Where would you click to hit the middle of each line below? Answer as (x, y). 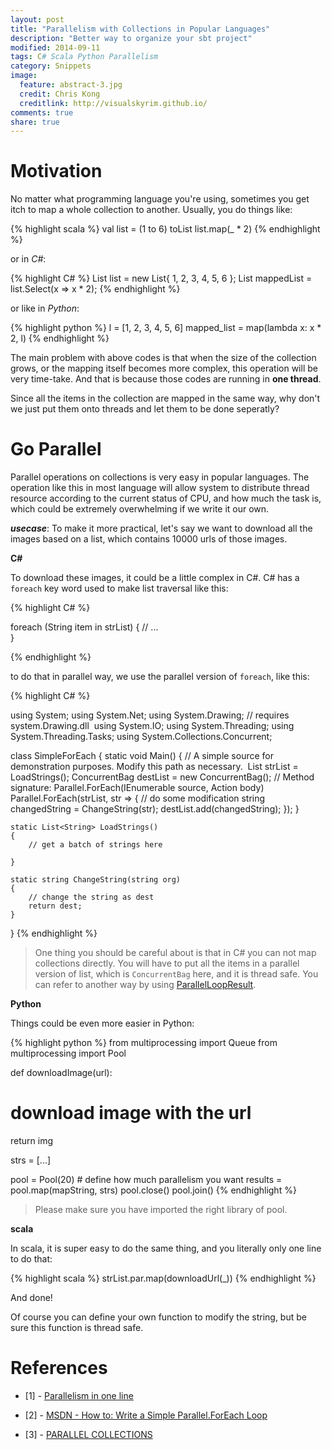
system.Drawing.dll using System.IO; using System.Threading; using (152, 726)
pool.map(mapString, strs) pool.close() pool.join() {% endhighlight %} (153, 1190)
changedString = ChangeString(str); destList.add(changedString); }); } (155, 809)
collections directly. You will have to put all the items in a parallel (167, 963)
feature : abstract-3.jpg (71, 85)
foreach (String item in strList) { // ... (84, 627)
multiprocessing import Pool (68, 1053)
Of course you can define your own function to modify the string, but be (158, 1317)
